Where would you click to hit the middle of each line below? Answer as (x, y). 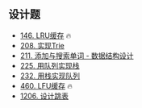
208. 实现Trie (42, 45)
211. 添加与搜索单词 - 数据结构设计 (77, 56)
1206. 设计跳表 (44, 96)
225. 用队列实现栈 (50, 65)
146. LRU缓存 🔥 (46, 35)
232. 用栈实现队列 (50, 76)
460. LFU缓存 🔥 (46, 85)
